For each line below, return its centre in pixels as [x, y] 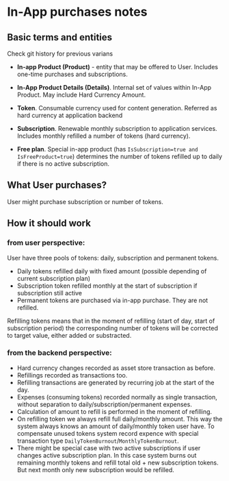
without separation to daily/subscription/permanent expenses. [105, 404]
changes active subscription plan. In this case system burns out [107, 455]
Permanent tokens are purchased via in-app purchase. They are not [112, 300]
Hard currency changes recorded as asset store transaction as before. [116, 368]
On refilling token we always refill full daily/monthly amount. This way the [120, 419]
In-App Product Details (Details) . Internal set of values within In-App [114, 87]
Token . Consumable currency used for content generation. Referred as [117, 108]
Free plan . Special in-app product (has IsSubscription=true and [107, 149]
